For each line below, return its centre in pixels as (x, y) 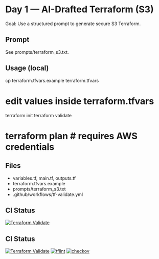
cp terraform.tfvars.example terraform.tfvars (52, 80)
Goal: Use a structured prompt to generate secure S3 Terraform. (73, 24)
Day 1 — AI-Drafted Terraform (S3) (80, 9)
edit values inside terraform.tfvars (80, 101)
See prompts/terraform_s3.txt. (37, 52)
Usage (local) (27, 68)
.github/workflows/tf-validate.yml (48, 194)
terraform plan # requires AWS (72, 136)
